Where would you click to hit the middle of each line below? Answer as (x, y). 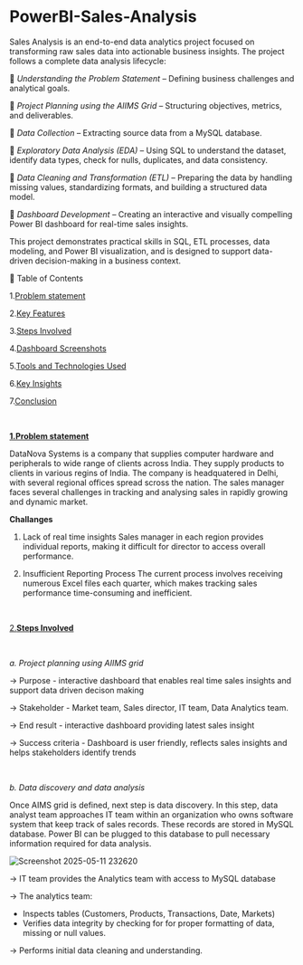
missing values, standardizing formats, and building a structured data (138, 186)
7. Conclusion (33, 401)
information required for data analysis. (80, 843)
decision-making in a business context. (108, 261)
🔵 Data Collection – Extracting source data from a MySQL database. (136, 132)
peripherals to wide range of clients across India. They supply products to (147, 463)
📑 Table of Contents (47, 278)
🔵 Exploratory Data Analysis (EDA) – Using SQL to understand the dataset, (148, 150)
